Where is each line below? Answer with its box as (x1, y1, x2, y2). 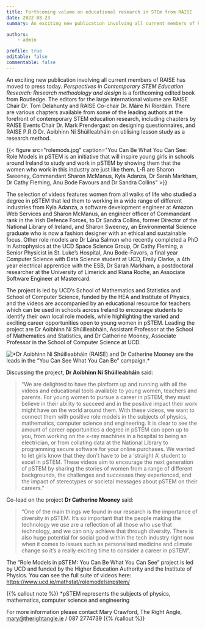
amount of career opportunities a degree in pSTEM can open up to (21, 425, 189, 433)
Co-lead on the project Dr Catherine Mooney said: (6, 496, 134, 503)
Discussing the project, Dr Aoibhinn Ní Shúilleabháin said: (6, 369, 154, 376)
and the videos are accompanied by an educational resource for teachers (6, 300, 191, 307)
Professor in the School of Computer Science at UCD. (6, 338, 142, 345)
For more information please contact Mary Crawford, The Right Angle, (6, 608, 182, 615)
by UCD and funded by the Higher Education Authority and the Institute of (6, 565, 192, 572)
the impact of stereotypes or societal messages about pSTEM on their (21, 477, 198, 485)
